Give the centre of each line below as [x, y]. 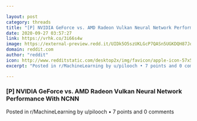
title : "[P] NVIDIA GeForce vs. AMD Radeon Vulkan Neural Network [89, 28]
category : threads [28, 22]
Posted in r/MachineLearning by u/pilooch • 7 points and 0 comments [90, 112]
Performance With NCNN [43, 99]
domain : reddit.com [30, 50]
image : [14, 44]
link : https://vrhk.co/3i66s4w [44, 39]
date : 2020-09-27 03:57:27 [39, 33]
